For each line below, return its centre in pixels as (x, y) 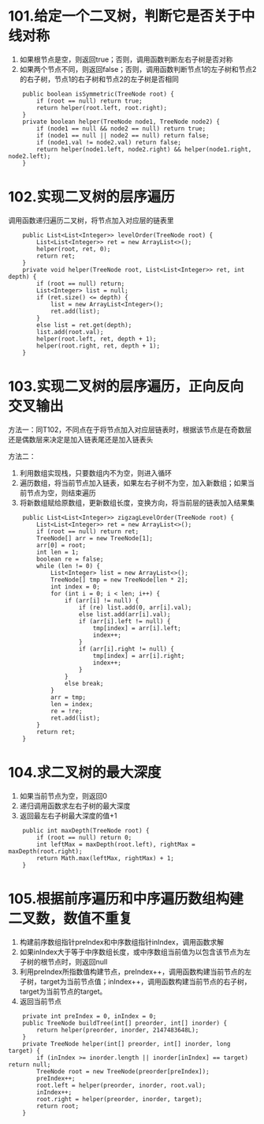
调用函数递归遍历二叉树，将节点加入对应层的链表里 (91, 220)
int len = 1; (58, 552)
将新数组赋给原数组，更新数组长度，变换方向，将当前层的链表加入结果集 (137, 502)
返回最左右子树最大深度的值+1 (68, 815)
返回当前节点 (40, 1001)
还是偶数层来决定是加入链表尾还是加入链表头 (81, 439)
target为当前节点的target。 (63, 991)
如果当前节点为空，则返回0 (63, 795)
